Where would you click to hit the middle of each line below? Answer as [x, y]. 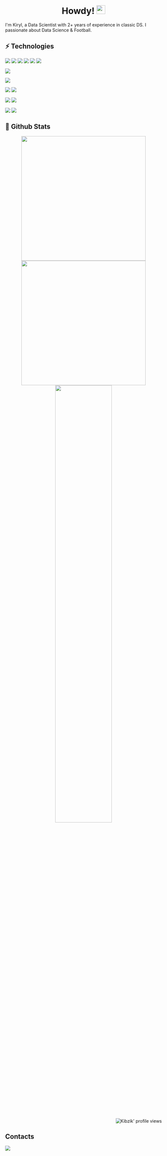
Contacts [20, 1136]
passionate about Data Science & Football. [48, 30]
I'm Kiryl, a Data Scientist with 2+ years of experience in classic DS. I [76, 24]
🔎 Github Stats [28, 127]
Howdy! [78, 11]
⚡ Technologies [30, 47]
